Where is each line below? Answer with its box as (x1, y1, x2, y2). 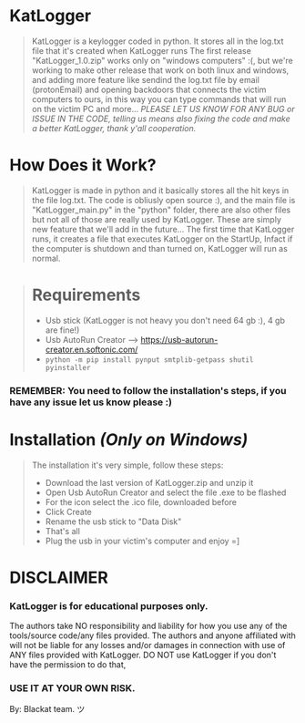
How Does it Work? (9, 155, 157, 176)
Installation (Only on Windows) (9, 429, 249, 449)
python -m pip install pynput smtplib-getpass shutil (45, 355, 254, 365)
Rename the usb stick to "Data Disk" (45, 516, 182, 527)
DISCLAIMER (9, 567, 109, 588)
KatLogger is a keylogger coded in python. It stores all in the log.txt (31, 36, 284, 46)
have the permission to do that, (9, 659, 127, 670)
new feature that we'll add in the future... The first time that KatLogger (31, 223, 295, 234)
